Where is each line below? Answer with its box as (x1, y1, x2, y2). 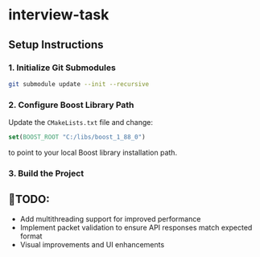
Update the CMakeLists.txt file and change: (8, 118, 154, 127)
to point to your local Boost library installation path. (8, 147, 178, 157)
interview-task (8, 6, 109, 24)
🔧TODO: (8, 193, 50, 206)
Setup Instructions (8, 38, 104, 52)
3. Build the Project (8, 168, 85, 179)
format (19, 231, 43, 241)
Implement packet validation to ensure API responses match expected (19, 222, 253, 232)
